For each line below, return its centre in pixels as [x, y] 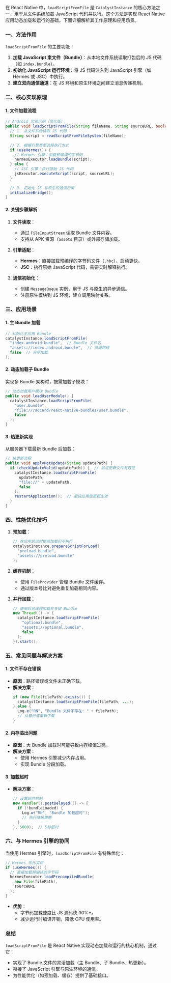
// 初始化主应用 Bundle [28, 333]
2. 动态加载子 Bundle [27, 369]
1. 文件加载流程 [21, 110]
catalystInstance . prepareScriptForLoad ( [56, 546]
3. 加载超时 [17, 777]
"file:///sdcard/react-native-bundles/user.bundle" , [72, 410]
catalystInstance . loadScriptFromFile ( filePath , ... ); [76, 701]
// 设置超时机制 [27, 799]
